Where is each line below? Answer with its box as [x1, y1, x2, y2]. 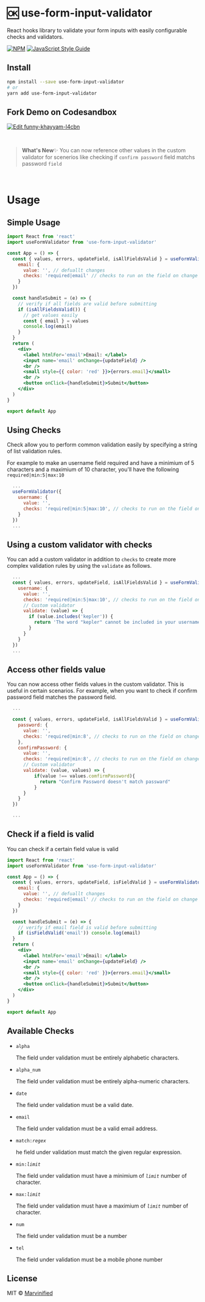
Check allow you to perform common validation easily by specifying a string [7, 441, 197, 448]
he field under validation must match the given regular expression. [15, 1148, 182, 1156]
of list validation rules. [7, 448, 63, 455]
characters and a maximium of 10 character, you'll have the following [7, 466, 179, 473]
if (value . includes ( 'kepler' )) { [29, 614, 114, 620]
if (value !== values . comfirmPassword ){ [33, 773, 136, 779]
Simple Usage [7, 217, 61, 228]
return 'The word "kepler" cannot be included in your [33, 619, 176, 626]
